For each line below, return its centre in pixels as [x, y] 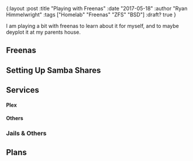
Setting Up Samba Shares [54, 70]
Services [23, 90]
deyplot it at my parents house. [43, 32]
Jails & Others [26, 134]
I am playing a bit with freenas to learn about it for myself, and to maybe [93, 26]
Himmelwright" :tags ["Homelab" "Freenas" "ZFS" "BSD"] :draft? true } [91, 15]
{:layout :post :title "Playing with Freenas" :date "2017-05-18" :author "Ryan [97, 8]
